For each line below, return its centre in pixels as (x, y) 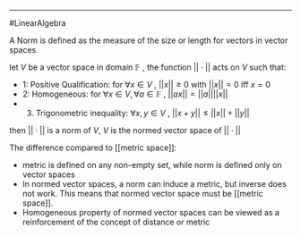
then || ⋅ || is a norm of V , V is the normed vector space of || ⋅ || (125, 130)
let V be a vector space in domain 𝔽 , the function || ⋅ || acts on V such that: (148, 67)
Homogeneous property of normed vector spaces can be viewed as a (151, 212)
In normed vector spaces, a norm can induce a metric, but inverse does (154, 184)
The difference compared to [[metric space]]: (93, 147)
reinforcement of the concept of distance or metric (116, 222)
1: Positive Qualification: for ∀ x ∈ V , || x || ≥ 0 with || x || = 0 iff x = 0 (146, 84)
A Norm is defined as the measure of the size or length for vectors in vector (149, 40)
